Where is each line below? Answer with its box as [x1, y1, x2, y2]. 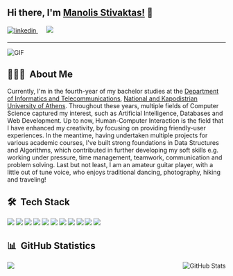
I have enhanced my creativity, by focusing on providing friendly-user [7, 123, 206, 132]
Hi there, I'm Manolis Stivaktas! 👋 [7, 7, 154, 19]
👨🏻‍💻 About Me [7, 69, 73, 80]
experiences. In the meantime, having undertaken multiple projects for [7, 131, 208, 139]
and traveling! [7, 175, 46, 184]
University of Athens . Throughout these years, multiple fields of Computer [7, 101, 219, 110]
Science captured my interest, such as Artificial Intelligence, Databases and [7, 109, 223, 117]
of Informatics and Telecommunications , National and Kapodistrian [7, 94, 198, 103]
